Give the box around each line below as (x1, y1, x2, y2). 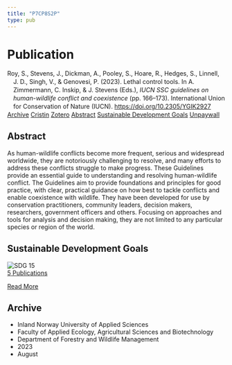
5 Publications (7, 269, 48, 277)
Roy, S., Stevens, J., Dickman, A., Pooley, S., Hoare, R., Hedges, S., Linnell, (7, 69, 220, 78)
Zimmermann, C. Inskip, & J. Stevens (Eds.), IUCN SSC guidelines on (13, 86, 209, 94)
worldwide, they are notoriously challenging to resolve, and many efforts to (7, 156, 222, 164)
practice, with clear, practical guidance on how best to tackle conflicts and (7, 185, 220, 194)
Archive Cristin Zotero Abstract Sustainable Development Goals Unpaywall (7, 110, 220, 119)
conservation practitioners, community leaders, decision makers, (7, 201, 193, 209)
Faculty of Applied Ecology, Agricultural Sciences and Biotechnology (17, 328, 214, 337)
